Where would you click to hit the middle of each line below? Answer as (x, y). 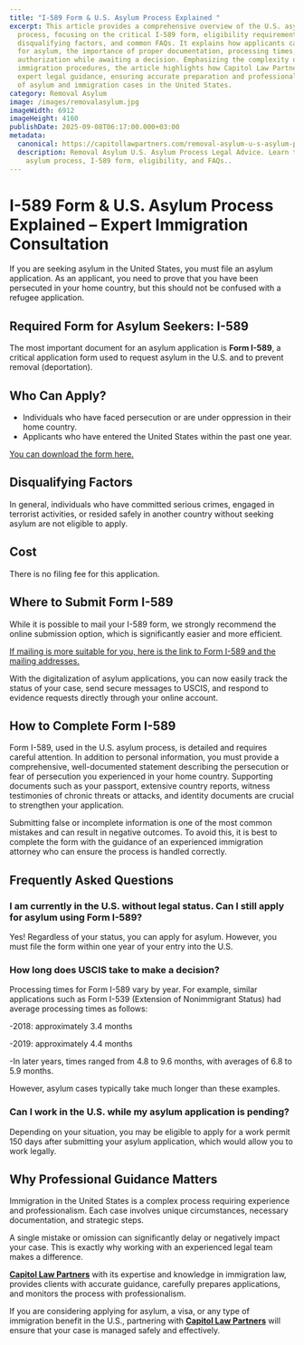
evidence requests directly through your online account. (114, 697)
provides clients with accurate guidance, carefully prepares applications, (145, 1284)
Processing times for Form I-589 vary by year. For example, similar (133, 990)
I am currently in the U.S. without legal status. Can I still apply (147, 905)
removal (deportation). (51, 367)
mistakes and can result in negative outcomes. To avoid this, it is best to (143, 832)
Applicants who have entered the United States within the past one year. (157, 437)
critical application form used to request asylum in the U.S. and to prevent (147, 357)
